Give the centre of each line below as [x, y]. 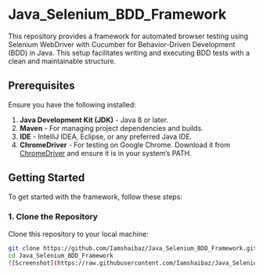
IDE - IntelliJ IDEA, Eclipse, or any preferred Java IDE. [106, 136]
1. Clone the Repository [53, 217]
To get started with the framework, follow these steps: [95, 197]
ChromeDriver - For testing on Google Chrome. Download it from [125, 145]
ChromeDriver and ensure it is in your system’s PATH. [105, 153]
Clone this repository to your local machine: [78, 233]
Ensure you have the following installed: [72, 104]
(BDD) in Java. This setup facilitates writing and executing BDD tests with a [129, 52]
